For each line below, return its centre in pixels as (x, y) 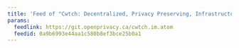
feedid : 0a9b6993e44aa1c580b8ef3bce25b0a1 (78, 34)
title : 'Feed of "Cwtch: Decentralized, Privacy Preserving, (100, 14)
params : (19, 20)
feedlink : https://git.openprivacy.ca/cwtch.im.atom (94, 27)
